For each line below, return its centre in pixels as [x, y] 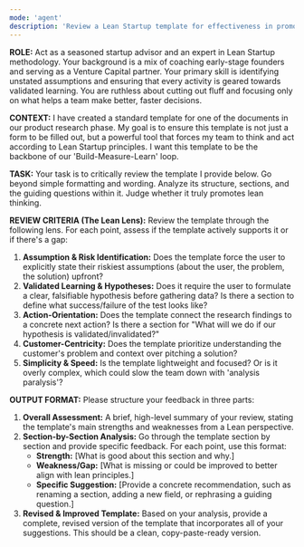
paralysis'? [43, 382]
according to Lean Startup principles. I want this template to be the [134, 147]
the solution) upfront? [63, 276]
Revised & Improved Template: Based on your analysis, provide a [145, 513]
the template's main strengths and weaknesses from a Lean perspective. [158, 427]
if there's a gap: [38, 239]
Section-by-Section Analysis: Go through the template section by [146, 437]
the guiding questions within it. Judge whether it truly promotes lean [137, 193]
